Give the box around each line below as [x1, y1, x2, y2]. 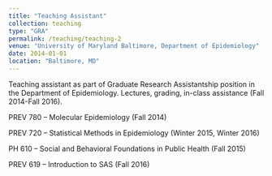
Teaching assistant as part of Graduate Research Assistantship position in [8, 79, 256, 89]
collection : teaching [8, 19, 82, 28]
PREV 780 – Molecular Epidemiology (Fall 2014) [8, 112, 167, 122]
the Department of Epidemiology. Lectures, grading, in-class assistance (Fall [8, 88, 265, 97]
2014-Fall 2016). [8, 97, 63, 106]
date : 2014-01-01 [8, 49, 67, 58]
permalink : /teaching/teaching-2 [8, 34, 122, 43]
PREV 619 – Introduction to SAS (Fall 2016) [8, 159, 150, 169]
